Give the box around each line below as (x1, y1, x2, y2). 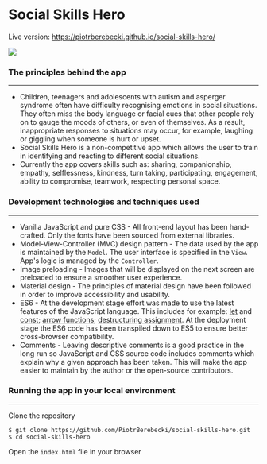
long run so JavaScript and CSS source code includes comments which (19, 348, 254, 358)
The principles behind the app (8, 66, 126, 77)
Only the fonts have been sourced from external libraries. (47, 230, 234, 240)
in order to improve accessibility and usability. (19, 289, 171, 299)
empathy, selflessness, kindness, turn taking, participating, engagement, (19, 168, 258, 178)
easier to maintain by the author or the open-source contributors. (19, 365, 234, 375)
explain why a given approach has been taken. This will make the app (19, 357, 248, 366)
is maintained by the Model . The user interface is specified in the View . (19, 247, 248, 257)
